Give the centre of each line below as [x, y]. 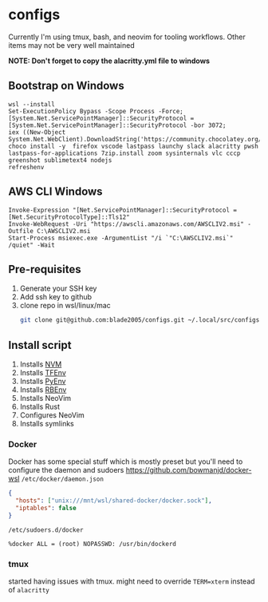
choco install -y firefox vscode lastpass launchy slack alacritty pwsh [134, 146]
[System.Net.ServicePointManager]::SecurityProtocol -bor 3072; [117, 125]
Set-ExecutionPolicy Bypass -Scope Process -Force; [96, 111]
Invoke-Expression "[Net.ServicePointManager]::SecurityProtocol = [123, 210]
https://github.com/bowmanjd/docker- [189, 470]
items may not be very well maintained [71, 45]
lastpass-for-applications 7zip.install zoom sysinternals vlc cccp [124, 153]
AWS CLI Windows [55, 192]
